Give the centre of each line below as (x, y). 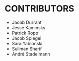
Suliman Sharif (27, 49)
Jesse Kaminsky (29, 27)
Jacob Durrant (27, 22)
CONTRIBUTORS (39, 9)
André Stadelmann (31, 54)
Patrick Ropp (25, 33)
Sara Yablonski (27, 43)
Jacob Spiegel (27, 38)
